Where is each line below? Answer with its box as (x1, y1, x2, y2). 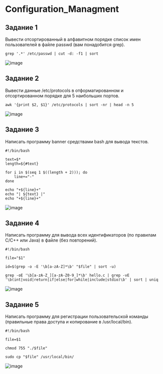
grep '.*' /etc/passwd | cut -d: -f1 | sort (5, 51, 99, 56)
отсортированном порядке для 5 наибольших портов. (5, 93, 120, 99)
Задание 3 (5, 125, 39, 134)
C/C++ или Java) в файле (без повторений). (5, 237, 98, 244)
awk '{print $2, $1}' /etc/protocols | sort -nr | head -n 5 (5, 102, 134, 107)
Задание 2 (5, 74, 39, 83)
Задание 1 (5, 23, 38, 32)
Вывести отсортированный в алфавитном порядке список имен (5, 36, 141, 42)
